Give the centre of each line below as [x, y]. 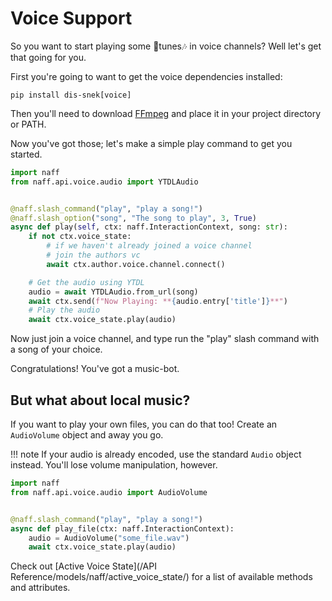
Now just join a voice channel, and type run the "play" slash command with [165, 339]
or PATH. [28, 124]
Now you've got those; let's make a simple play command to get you [151, 143]
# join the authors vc [93, 255]
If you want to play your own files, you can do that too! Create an [144, 424]
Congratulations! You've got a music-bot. [95, 369]
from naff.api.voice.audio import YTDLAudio [104, 182]
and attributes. [40, 588]
